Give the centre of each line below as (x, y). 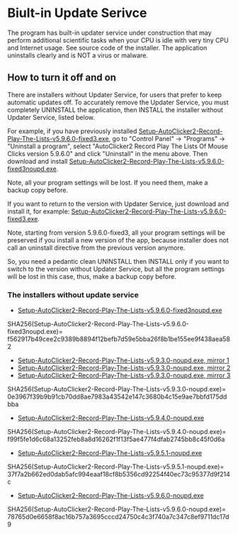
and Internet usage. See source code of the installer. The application (107, 48)
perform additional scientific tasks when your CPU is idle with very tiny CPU (118, 40)
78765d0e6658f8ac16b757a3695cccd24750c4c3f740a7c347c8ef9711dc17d (118, 517)
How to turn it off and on (62, 78)
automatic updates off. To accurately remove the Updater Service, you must (118, 102)
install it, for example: (39, 211)
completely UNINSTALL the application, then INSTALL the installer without (115, 110)
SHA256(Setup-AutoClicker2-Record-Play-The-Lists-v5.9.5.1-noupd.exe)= (116, 467)
